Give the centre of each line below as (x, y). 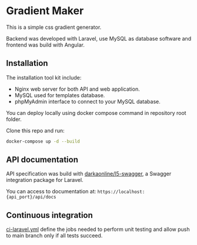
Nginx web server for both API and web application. (77, 89)
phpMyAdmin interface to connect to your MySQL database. (87, 101)
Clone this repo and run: (35, 130)
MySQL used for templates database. (60, 95)
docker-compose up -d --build (43, 141)
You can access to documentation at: (51, 191)
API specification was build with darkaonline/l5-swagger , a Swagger (89, 174)
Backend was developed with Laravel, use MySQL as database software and (99, 38)
